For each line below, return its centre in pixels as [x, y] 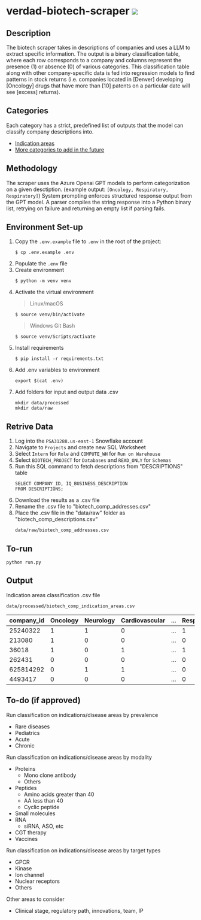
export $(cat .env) [39, 381]
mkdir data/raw [34, 408]
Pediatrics [27, 733]
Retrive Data [30, 426]
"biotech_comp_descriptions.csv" [56, 519]
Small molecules [35, 813]
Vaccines [26, 839]
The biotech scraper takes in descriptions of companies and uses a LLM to [98, 47]
